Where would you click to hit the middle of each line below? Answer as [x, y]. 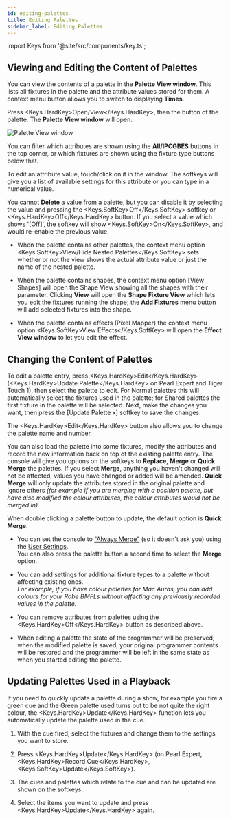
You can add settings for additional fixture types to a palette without [113, 574]
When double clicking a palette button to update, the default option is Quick [114, 518]
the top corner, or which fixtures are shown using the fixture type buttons [111, 154]
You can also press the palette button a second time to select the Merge [119, 554]
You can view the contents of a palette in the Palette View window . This [109, 84]
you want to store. [43, 740]
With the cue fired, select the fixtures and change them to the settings [116, 733]
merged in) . [23, 505]
